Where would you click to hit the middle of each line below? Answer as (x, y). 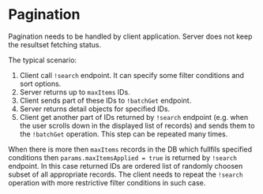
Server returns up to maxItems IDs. (75, 91)
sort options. (40, 84)
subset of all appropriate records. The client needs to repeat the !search (126, 174)
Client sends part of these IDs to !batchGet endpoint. (105, 100)
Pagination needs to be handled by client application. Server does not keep (130, 36)
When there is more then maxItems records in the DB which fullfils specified (130, 149)
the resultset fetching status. (54, 44)
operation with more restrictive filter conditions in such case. (107, 182)
